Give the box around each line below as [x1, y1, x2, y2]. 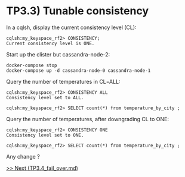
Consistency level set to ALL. [6, 94, 84, 100]
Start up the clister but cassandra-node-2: [6, 50, 110, 58]
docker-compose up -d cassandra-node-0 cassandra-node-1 [6, 67, 151, 74]
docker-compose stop [6, 62, 58, 68]
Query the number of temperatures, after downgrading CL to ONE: [6, 115, 169, 122]
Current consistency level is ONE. [6, 40, 95, 46]
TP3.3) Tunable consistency [6, 4, 149, 18]
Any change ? [6, 153, 40, 160]
